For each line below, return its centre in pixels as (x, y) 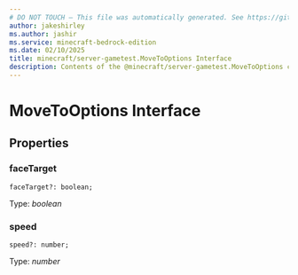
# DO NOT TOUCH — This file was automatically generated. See (126, 17)
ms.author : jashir (43, 34)
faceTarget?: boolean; (51, 187)
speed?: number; (39, 245)
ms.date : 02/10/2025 (47, 51)
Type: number (35, 262)
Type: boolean (35, 203)
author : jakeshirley (47, 26)
